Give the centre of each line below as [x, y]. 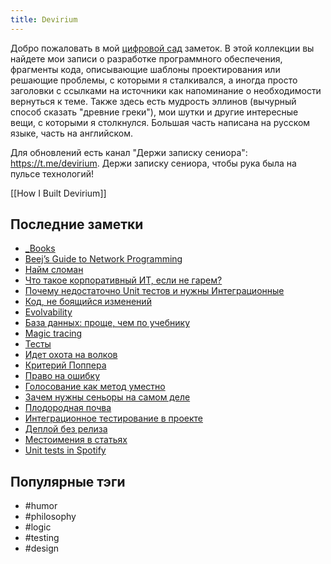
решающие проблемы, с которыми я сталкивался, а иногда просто [154, 80]
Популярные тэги [68, 481]
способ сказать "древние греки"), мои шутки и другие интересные [154, 112]
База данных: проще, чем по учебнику [107, 323]
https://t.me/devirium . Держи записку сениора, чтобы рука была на [153, 163]
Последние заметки [77, 224]
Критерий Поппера [65, 365]
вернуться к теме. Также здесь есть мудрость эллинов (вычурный [153, 101]
